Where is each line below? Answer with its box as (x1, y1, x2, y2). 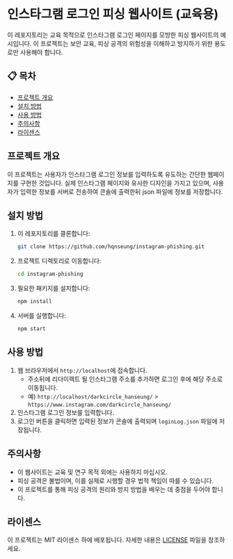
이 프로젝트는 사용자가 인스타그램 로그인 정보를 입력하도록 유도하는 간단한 (7, 170, 207, 178)
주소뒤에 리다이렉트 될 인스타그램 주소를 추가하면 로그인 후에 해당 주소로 (27, 375, 223, 383)
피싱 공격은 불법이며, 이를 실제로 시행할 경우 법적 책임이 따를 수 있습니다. (17, 476, 214, 485)
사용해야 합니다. (19, 48, 63, 56)
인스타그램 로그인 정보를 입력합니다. (17, 408, 115, 416)
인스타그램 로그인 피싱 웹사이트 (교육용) (7, 6, 219, 22)
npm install (17, 298, 52, 305)
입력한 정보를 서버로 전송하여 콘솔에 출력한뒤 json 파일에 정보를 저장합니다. (19, 187, 223, 195)
